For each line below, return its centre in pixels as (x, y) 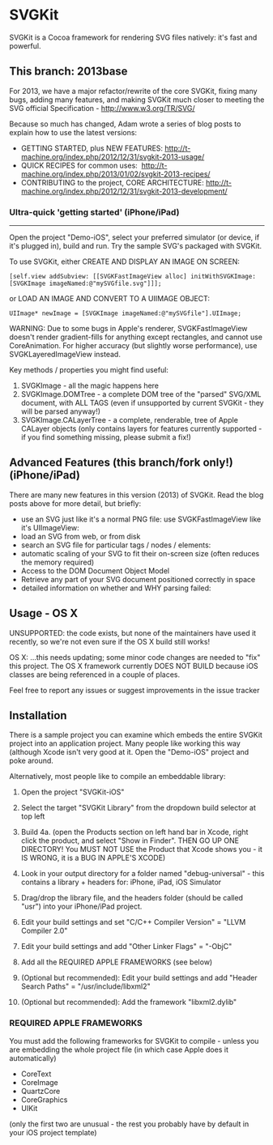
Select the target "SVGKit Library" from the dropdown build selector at (138, 808)
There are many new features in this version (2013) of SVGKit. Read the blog (136, 495)
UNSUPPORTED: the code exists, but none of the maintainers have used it (133, 632)
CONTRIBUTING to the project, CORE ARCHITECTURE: (113, 182)
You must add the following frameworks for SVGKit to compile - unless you (134, 1041)
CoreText (36, 1074)
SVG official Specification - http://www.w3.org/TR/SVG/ (102, 108)
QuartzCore (41, 1091)
